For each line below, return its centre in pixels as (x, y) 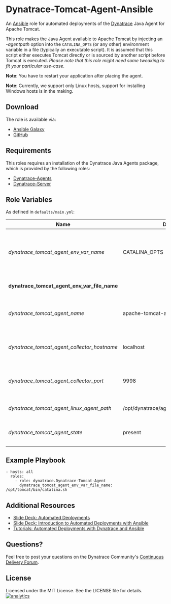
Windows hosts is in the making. (40, 91)
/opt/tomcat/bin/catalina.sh (37, 490)
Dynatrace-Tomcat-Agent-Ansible (80, 9)
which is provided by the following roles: (48, 168)
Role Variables (29, 200)
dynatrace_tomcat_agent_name (46, 313)
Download (22, 107)
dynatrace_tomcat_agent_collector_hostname (63, 347)
